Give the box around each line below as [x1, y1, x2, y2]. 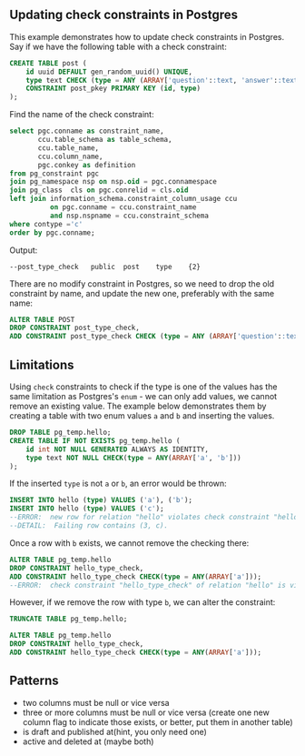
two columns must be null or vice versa [22, 697, 170, 708]
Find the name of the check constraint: [9, 109, 154, 120]
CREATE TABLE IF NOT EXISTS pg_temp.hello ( [9, 436, 181, 445]
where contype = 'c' [9, 219, 84, 228]
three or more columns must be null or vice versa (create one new [22, 707, 270, 718]
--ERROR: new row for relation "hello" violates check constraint [9, 513, 271, 522]
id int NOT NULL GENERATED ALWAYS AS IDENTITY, [25, 445, 209, 454]
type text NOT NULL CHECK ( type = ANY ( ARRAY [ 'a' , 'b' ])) [25, 453, 242, 462]
